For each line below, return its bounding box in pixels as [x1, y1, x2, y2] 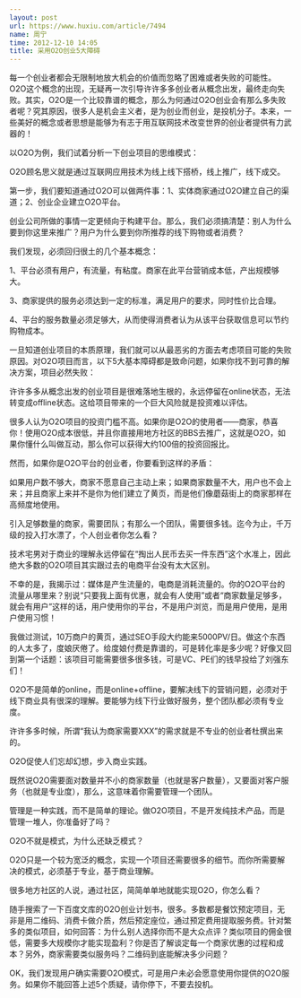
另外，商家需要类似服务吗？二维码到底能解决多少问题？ [24, 949, 229, 959]
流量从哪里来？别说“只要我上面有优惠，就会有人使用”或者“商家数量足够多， [9, 590, 287, 601]
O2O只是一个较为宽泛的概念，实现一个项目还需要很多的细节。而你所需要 [9, 855, 278, 865]
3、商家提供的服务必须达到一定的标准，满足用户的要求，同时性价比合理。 [9, 295, 281, 306]
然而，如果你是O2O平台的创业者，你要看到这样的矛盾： [9, 458, 215, 469]
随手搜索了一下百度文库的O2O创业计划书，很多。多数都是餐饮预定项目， [9, 904, 278, 915]
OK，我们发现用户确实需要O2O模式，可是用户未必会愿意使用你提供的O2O [9, 968, 282, 978]
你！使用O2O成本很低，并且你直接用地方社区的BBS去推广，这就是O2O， [9, 428, 279, 438]
